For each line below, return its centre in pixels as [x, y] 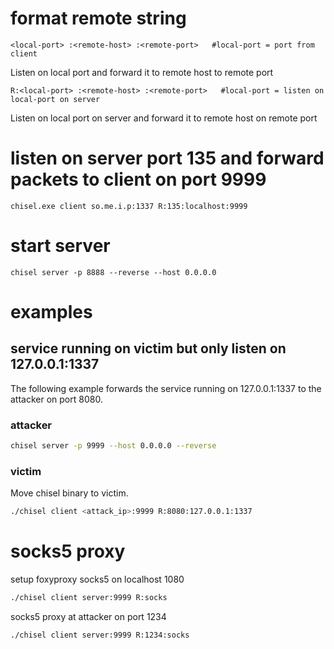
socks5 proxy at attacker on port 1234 [88, 616]
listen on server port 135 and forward [167, 158]
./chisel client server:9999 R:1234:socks [100, 635]
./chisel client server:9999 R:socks [89, 598]
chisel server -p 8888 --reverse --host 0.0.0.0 [113, 272]
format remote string [98, 18]
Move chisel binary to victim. [69, 493]
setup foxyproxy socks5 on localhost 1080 [97, 579]
